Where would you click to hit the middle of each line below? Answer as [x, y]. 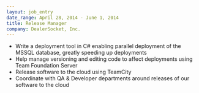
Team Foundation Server [46, 66]
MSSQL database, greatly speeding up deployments [81, 53]
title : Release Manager [37, 23]
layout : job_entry [30, 12]
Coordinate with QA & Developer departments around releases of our [102, 78]
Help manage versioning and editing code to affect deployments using [104, 59]
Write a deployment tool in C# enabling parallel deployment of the [98, 46]
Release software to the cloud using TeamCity [73, 72]
